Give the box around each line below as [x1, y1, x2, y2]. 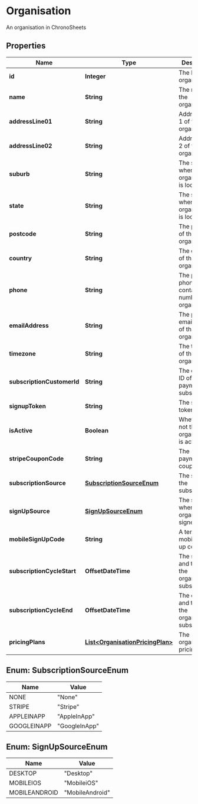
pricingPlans [9, 638, 45, 646]
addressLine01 [9, 117, 52, 125]
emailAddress [9, 321, 49, 330]
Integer [85, 72, 106, 80]
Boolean [85, 426, 109, 434]
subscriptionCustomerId [9, 377, 80, 386]
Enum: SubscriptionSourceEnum [6, 666, 128, 676]
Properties [6, 41, 46, 51]
